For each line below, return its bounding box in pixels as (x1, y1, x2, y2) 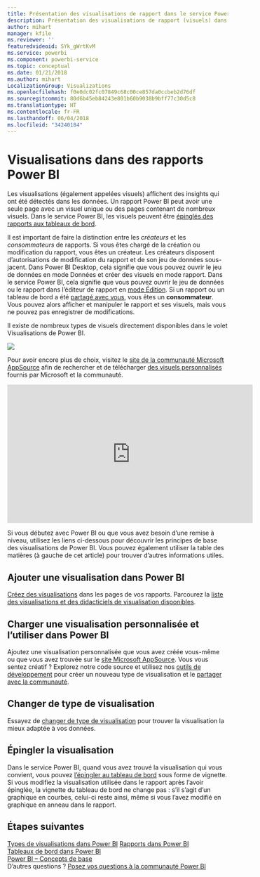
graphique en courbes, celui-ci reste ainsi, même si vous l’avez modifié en (7, 793, 221, 801)
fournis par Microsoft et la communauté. (7, 370, 124, 379)
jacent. (7, 263, 27, 271)
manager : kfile (7, 30, 52, 37)
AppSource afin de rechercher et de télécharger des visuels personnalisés (7, 363, 222, 372)
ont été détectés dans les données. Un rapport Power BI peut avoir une (7, 197, 212, 206)
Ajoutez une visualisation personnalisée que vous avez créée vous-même (7, 648, 220, 656)
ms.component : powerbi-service (7, 56, 99, 63)
